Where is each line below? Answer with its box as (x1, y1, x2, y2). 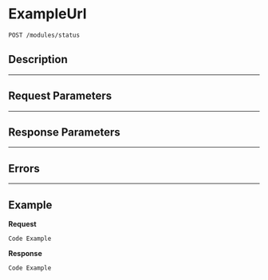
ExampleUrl (8, 5, 87, 23)
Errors (8, 161, 40, 175)
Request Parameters (8, 89, 112, 103)
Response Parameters (8, 125, 121, 139)
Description (8, 53, 68, 66)
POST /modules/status (8, 31, 81, 39)
